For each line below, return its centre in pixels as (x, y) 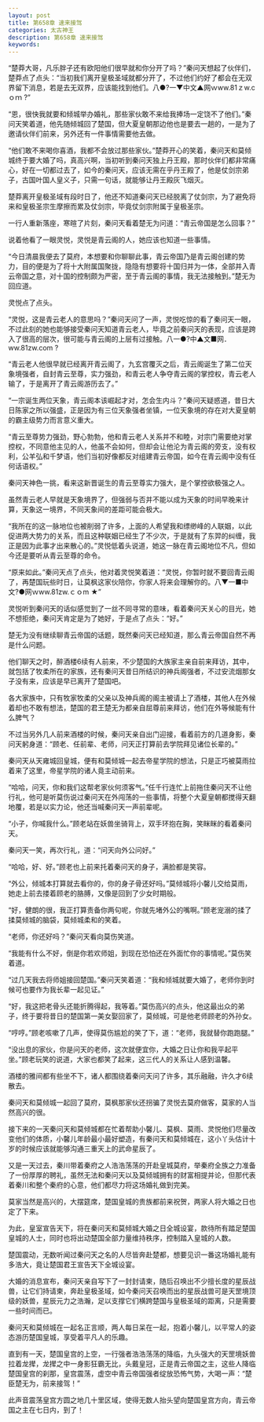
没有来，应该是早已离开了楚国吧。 (70, 681)
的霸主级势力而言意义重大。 (53, 420)
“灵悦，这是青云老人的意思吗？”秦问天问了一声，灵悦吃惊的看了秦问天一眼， (132, 320)
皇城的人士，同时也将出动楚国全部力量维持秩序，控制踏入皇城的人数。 (122, 1238)
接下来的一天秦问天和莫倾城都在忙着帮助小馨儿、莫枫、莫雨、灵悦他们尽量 (128, 1129)
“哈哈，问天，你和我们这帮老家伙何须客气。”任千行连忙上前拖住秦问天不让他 (130, 787)
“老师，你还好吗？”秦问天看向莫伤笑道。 (73, 936)
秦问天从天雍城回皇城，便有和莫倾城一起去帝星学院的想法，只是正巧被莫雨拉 (132, 761)
